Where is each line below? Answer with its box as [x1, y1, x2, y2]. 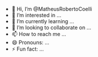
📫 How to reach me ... [11, 31, 66, 37]
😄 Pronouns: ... [11, 39, 50, 46]
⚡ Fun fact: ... [11, 45, 44, 52]
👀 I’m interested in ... [11, 12, 62, 19]
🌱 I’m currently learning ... [11, 18, 75, 24]
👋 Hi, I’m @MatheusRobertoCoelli [11, 6, 92, 12]
